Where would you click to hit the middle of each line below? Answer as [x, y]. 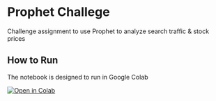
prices [16, 38]
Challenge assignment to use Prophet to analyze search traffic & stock [108, 31]
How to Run [33, 61]
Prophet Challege [59, 12]
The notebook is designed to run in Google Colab [78, 77]
